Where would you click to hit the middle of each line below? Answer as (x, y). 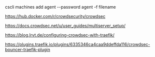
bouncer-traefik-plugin (28, 50)
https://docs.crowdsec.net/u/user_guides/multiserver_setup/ (65, 26)
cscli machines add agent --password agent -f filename (61, 7)
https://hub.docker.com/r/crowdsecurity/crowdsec (55, 16)
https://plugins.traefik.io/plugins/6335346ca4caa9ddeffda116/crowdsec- (78, 44)
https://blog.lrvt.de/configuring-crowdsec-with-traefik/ (60, 35)
